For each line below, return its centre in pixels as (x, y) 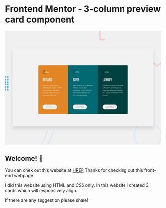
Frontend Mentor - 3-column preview (83, 9)
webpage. (24, 175)
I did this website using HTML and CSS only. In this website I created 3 (77, 185)
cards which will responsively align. (41, 190)
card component (40, 20)
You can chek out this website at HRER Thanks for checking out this (74, 170)
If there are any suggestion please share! (47, 200)
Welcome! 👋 (24, 158)
